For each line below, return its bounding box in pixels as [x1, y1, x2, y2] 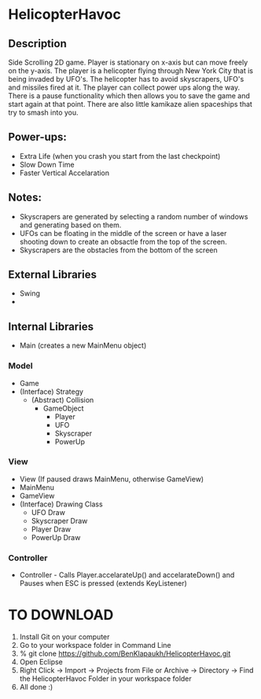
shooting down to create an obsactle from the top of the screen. [19, 237, 227, 246]
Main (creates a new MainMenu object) [19, 340, 147, 351]
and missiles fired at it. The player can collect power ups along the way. [8, 83, 241, 92]
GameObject [42, 403, 84, 413]
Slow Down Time [19, 160, 75, 169]
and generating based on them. [19, 220, 122, 230]
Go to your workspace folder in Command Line [19, 641, 171, 650]
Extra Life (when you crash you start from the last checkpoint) [19, 151, 221, 160]
